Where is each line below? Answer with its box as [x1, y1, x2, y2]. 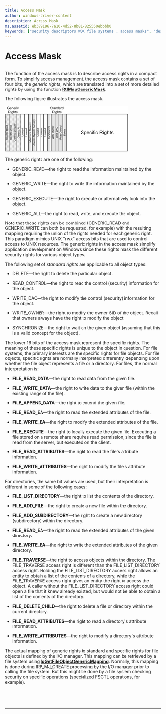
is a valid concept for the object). [12, 330, 80, 336]
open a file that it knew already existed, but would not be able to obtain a [12, 588, 161, 594]
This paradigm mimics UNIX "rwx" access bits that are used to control [5, 235, 148, 242]
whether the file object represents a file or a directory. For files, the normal [5, 360, 157, 366]
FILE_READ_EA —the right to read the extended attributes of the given [12, 527, 155, 533]
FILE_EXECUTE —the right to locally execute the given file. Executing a [12, 428, 156, 435]
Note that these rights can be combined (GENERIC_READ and [5, 220, 130, 226]
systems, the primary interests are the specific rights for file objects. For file [5, 350, 160, 356]
